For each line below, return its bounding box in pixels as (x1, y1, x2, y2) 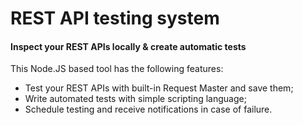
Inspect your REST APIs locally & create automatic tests (10, 40, 247, 52)
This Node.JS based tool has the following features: (10, 63, 224, 75)
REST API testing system (10, 7, 220, 30)
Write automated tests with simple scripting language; (24, 93, 247, 105)
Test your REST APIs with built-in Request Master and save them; (24, 82, 294, 94)
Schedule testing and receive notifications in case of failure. (24, 103, 273, 116)
